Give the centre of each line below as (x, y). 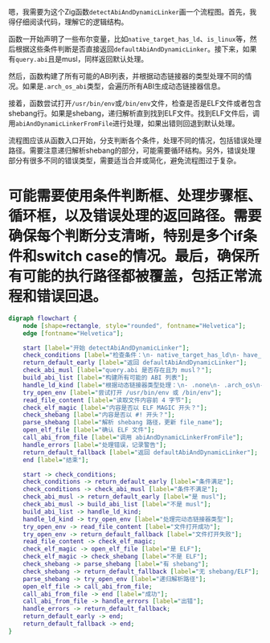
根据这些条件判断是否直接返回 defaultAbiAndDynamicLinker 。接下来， (129, 49)
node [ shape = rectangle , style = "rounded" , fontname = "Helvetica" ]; (135, 326)
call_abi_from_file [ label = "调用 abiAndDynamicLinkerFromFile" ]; (133, 438)
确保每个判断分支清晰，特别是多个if (126, 236)
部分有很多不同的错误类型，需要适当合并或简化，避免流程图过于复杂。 (125, 160)
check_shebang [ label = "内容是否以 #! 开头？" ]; (99, 415)
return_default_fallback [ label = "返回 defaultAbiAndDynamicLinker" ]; (141, 453)
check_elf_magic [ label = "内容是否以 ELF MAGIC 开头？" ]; (115, 408)
